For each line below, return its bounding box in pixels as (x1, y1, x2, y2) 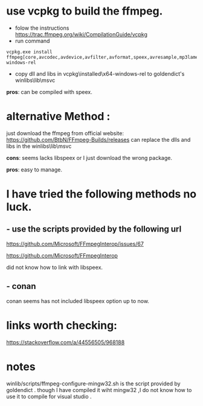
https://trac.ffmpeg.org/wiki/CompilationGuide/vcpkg (14, 30, 148, 38)
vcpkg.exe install (6, 48, 53, 55)
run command (14, 37, 50, 44)
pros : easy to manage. (6, 165, 62, 173)
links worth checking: (6, 318, 118, 332)
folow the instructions (14, 24, 69, 32)
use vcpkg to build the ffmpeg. (6, 4, 163, 18)
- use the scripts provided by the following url (6, 224, 182, 235)
